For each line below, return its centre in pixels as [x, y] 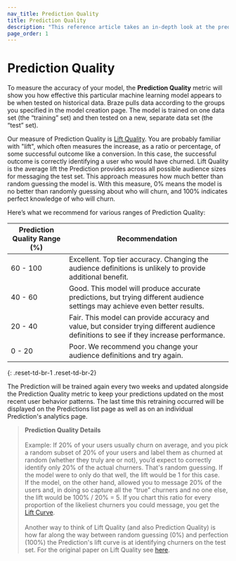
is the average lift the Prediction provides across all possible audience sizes [117, 169]
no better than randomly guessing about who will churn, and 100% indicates [118, 192]
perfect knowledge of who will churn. [61, 199]
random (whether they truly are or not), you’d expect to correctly [118, 460]
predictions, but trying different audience [137, 297]
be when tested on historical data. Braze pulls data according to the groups [116, 103]
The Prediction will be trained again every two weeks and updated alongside [118, 387]
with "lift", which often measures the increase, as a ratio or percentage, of [114, 147]
